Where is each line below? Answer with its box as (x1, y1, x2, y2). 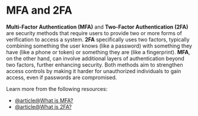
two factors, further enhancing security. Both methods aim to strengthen (6, 61, 183, 68)
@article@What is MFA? (14, 96, 74, 104)
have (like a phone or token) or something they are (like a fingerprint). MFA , (6, 48, 191, 55)
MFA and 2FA (6, 4, 72, 17)
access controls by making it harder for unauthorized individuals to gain (6, 67, 181, 74)
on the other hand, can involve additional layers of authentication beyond (6, 55, 185, 62)
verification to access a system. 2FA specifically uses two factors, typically (6, 36, 190, 43)
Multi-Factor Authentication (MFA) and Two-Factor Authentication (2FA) (6, 23, 189, 30)
